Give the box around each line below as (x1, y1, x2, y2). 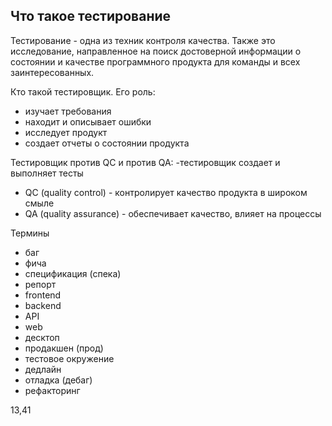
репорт (24, 278, 57, 290)
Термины (10, 227, 50, 239)
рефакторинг (24, 384, 81, 396)
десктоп (24, 331, 60, 343)
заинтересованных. (10, 66, 95, 78)
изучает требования (24, 105, 112, 117)
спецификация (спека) (24, 267, 122, 279)
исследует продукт (24, 126, 108, 138)
